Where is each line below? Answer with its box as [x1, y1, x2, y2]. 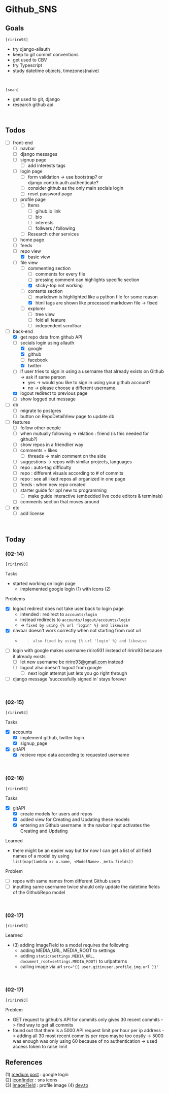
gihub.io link [35, 208, 61, 214]
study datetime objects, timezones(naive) [12, 67, 99, 74]
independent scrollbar [35, 322, 82, 328]
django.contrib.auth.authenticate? [27, 180, 99, 186]
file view [20, 260, 38, 266]
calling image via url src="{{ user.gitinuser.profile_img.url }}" [20, 964, 159, 970]
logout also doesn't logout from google [20, 664, 102, 670]
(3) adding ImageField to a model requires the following [12, 942, 129, 948]
